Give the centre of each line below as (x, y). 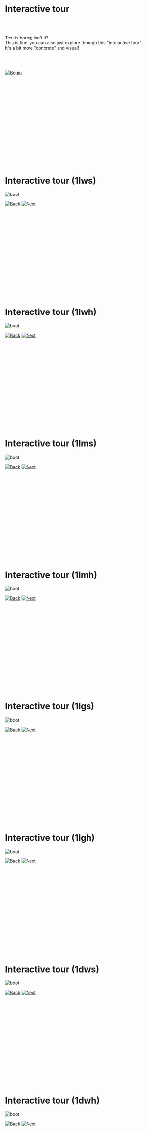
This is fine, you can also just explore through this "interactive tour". (74, 42)
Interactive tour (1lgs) (50, 706)
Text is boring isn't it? (27, 38)
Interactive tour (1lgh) (50, 838)
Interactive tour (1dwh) (52, 1101)
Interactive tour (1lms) (51, 443)
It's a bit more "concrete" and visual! (42, 48)
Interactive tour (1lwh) (51, 312)
